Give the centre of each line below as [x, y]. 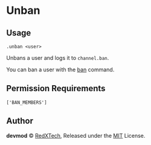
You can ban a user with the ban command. [60, 69]
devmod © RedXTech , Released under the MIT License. [76, 135]
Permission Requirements [56, 89]
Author [20, 121]
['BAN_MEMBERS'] [27, 102]
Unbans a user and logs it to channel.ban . [58, 58]
